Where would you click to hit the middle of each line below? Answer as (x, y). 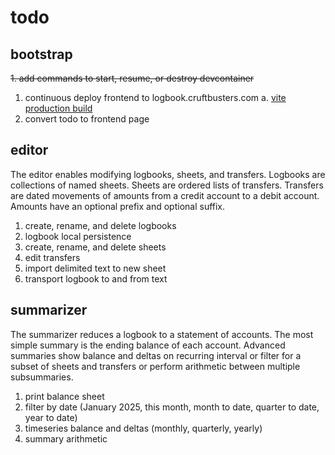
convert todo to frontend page (87, 119)
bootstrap (41, 54)
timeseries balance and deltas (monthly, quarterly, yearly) (143, 428)
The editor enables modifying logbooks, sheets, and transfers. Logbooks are (168, 174)
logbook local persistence (78, 236)
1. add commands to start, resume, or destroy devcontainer (132, 78)
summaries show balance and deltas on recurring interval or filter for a (156, 355)
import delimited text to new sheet (95, 268)
